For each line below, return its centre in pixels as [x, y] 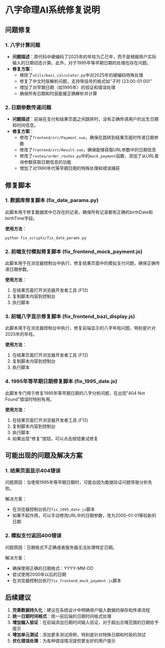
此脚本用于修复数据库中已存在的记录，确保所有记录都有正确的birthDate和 [79, 212]
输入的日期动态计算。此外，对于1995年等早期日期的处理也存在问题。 [82, 62]
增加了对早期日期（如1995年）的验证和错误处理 [67, 87]
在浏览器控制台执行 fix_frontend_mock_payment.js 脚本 [67, 580]
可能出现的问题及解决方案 [44, 456]
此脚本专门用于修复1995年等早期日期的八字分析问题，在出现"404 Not [75, 393]
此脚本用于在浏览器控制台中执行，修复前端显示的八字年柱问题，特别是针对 [80, 328]
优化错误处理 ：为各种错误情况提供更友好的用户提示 [64, 641]
